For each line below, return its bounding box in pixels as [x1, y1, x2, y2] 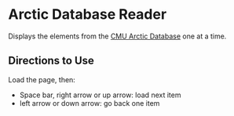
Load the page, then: [8, 74, 76, 84]
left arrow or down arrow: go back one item [19, 98, 160, 107]
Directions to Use [8, 54, 94, 67]
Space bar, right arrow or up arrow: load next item [19, 90, 181, 100]
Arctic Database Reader [8, 5, 167, 24]
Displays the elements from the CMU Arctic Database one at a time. [8, 31, 227, 41]
